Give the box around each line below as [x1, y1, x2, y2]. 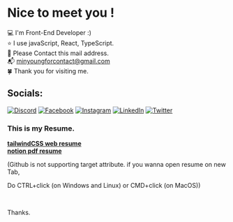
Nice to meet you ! [7, 5, 115, 21]
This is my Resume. [7, 124, 75, 133]
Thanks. [7, 208, 31, 217]
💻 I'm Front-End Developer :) [7, 28, 92, 36]
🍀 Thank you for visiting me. [7, 66, 89, 75]
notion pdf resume [7, 147, 62, 155]
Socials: [7, 87, 43, 99]
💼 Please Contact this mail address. [7, 49, 110, 57]
